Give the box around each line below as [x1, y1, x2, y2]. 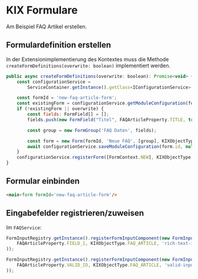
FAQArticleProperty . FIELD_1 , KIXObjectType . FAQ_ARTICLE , [16, 241, 160, 247]
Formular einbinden [6, 176, 80, 186]
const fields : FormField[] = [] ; [27, 111, 110, 117]
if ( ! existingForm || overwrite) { [16, 106, 104, 112]
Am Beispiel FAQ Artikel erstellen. [6, 23, 87, 30]
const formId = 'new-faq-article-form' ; [16, 95, 117, 101]
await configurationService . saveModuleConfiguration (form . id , [27, 144, 183, 150]
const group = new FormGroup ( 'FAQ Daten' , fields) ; [27, 127, 157, 133]
